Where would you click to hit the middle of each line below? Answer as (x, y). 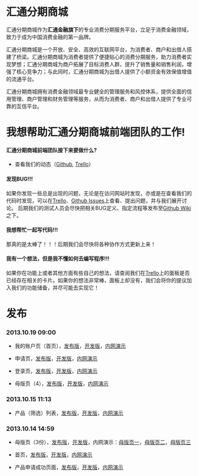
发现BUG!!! (20, 179)
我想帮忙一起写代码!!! (32, 230)
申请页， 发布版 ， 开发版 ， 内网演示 (56, 359)
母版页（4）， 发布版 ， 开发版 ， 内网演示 (62, 383)
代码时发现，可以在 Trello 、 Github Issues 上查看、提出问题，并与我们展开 (94, 201)
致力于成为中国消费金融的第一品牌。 (50, 37)
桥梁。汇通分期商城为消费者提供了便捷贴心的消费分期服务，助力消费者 (101, 57)
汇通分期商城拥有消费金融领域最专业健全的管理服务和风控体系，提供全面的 (96, 91)
